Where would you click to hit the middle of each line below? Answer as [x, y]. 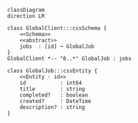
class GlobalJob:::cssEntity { [52, 71]
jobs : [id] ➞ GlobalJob [57, 47]
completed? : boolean [54, 95]
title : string [52, 89]
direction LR [26, 16]
